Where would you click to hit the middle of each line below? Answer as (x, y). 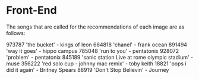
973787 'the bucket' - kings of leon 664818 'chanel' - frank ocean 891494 (97, 45)
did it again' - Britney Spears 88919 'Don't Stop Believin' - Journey (88, 69)
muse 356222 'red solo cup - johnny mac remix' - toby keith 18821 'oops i (96, 64)
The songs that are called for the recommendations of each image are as (95, 27)
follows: (16, 33)
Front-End (32, 10)
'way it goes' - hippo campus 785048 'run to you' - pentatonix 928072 (93, 50)
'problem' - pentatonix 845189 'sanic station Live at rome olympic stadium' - (100, 57)
